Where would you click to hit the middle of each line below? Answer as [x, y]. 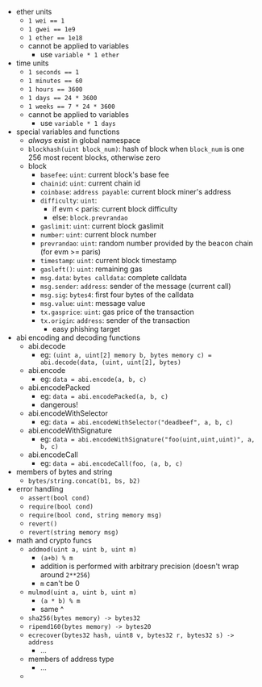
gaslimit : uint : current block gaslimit [102, 226]
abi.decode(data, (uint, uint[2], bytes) [110, 362]
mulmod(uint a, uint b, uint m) [82, 593]
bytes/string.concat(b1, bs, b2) [84, 481]
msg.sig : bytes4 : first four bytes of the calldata [117, 295]
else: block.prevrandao [90, 218]
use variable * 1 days [78, 123]
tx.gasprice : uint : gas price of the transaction [117, 312]
